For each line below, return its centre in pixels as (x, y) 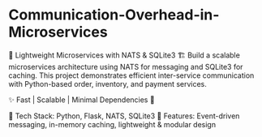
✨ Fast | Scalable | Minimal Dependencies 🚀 (82, 100)
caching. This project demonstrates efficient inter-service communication (131, 75)
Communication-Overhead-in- (114, 15)
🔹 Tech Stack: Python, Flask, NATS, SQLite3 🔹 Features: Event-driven (124, 116)
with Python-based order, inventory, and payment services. (107, 83)
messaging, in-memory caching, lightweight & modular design (112, 124)
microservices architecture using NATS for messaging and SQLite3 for (126, 66)
